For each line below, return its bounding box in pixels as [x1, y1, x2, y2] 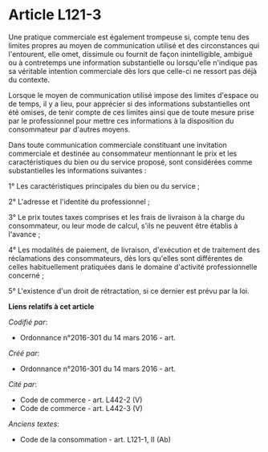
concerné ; [8, 271, 44, 280]
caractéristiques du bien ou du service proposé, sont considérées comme [8, 157, 253, 166]
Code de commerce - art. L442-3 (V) [19, 403, 143, 413]
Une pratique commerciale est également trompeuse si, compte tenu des [8, 32, 250, 42]
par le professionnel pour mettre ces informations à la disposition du [8, 116, 234, 125]
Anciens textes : [8, 419, 60, 429]
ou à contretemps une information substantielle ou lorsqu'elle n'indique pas [8, 58, 258, 67]
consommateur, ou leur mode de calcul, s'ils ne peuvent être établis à [8, 221, 238, 230]
